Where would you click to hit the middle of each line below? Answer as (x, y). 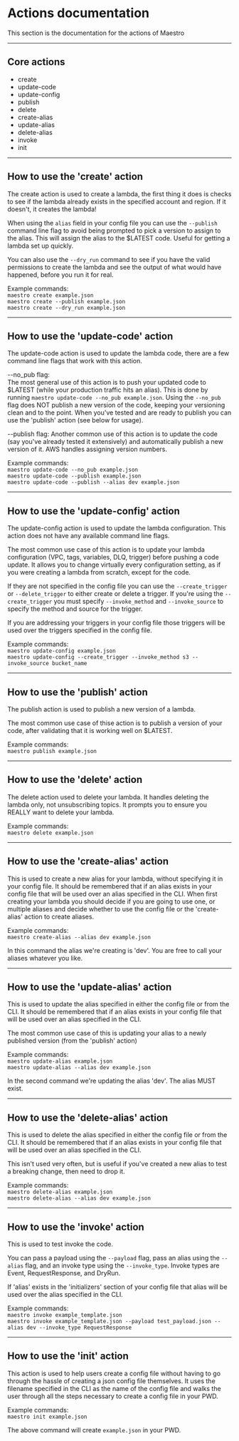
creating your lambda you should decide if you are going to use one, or (111, 901)
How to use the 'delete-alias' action (88, 1117)
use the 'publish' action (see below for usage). (75, 420)
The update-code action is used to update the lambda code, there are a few (118, 353)
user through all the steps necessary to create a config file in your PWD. (113, 1396)
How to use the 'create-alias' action (88, 861)
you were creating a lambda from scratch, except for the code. (99, 572)
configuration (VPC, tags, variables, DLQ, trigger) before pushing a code (113, 557)
